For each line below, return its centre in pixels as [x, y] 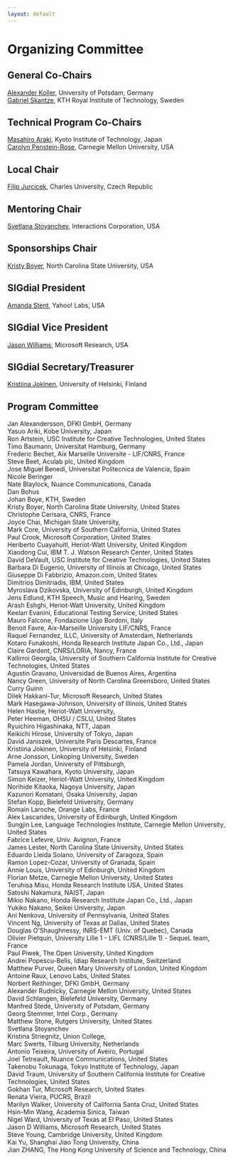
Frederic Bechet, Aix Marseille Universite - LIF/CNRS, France [96, 454]
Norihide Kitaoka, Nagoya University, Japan [71, 787]
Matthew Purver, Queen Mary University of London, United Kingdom [107, 968]
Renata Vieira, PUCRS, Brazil [49, 1097]
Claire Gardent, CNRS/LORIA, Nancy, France [72, 651]
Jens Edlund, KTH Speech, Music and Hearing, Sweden [89, 598]
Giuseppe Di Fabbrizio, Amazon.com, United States [82, 575]
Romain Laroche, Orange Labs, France [64, 809]
